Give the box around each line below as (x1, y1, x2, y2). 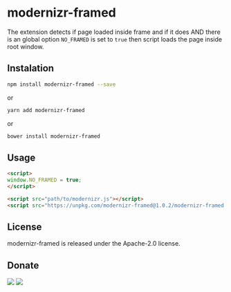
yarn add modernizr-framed (7, 107, 85, 113)
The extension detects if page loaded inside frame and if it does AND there (7, 28, 221, 36)
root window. (7, 42, 44, 51)
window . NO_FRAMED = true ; (7, 176, 82, 184)
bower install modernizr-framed (7, 133, 100, 140)
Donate (7, 259, 39, 271)
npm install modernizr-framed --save (7, 81, 116, 88)
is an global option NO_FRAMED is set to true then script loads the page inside (7, 35, 223, 43)
